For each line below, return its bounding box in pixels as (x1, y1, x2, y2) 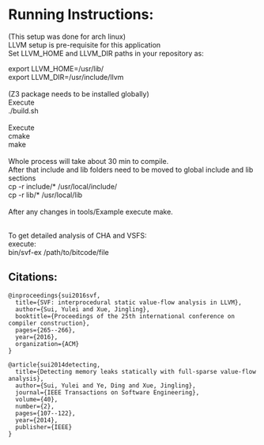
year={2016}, (15, 333, 58, 341)
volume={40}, (15, 395, 58, 403)
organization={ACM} (15, 340, 80, 348)
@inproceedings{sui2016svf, (8, 291, 101, 299)
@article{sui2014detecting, (8, 360, 101, 369)
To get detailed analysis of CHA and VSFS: (8, 230, 147, 240)
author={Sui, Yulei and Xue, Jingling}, (15, 305, 150, 314)
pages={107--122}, (15, 409, 77, 417)
